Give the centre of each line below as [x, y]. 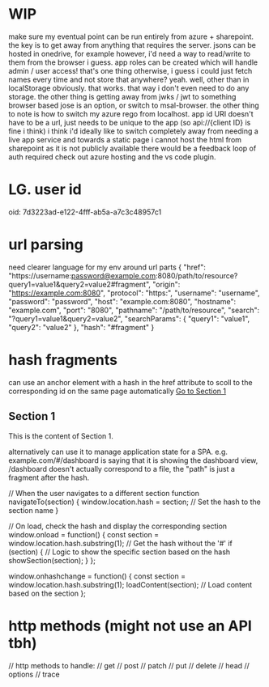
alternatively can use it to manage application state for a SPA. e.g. [118, 452]
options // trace [34, 674]
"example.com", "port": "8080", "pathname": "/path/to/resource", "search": [134, 310]
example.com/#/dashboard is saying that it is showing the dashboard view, [133, 460]
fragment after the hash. [49, 477]
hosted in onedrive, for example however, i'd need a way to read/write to [130, 53]
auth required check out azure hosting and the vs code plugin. [112, 157]
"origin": [167, 284]
